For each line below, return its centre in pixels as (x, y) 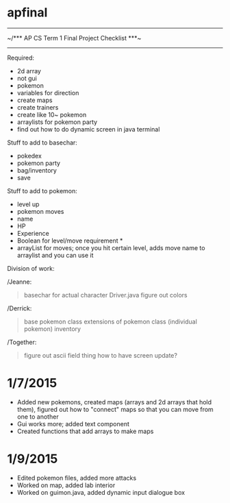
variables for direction (48, 93)
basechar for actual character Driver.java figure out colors (105, 295)
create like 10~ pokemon (52, 114)
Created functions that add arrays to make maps (85, 431)
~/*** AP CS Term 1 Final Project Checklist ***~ (74, 38)
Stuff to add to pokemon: (42, 191)
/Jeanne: (20, 282)
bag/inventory (37, 170)
